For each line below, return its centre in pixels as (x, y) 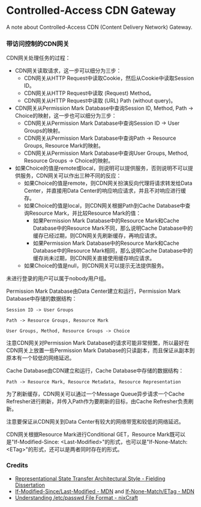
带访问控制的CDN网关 (38, 44)
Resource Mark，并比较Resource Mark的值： (85, 213)
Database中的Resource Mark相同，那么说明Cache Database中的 (113, 251)
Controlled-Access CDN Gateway (91, 10)
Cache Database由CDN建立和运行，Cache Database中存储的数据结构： (95, 371)
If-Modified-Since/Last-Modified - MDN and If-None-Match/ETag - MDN (105, 491)
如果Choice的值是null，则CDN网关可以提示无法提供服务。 (95, 266)
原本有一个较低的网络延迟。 (40, 358)
